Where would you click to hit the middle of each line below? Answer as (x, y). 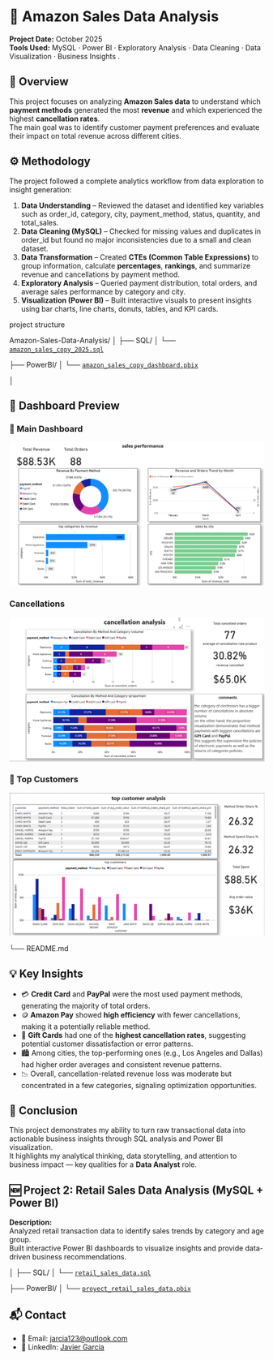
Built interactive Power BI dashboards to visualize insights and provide (126, 1248)
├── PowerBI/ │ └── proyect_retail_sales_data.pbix (100, 1289)
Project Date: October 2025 (56, 39)
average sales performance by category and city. (103, 291)
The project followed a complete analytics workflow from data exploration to (136, 181)
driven (20, 1257)
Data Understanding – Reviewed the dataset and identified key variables (142, 205)
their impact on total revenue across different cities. (95, 136)
